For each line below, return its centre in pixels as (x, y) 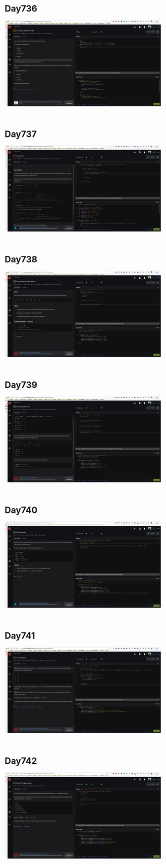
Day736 (21, 9)
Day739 (21, 385)
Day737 (21, 134)
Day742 (21, 761)
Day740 (21, 510)
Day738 (21, 260)
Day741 (20, 636)
